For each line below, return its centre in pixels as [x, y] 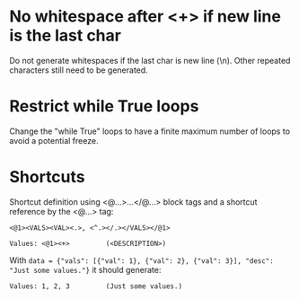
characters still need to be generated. [79, 70]
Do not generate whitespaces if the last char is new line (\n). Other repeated [150, 60]
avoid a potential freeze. [54, 140]
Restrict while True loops [104, 106]
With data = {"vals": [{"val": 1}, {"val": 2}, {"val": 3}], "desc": [141, 260]
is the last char [65, 35]
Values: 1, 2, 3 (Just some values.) [96, 286]
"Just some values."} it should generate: [85, 269]
